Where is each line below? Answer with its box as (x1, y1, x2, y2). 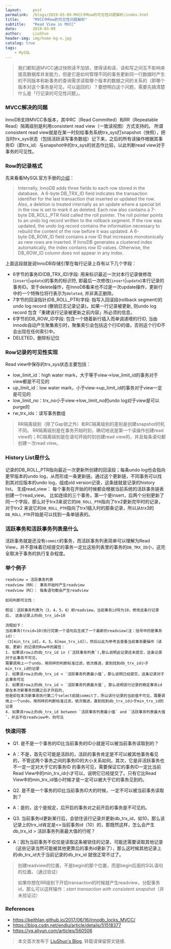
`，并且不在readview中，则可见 (5, 715, 64, 720)
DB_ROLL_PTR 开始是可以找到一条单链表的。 (5, 511, 93, 517)
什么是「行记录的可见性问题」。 (17, 90, 83, 96)
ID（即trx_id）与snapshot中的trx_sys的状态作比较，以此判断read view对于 (9, 142, 165, 148)
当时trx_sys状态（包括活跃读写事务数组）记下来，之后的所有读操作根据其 (5, 135, 159, 141)
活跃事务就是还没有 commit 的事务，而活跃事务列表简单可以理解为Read (5, 537, 150, 543)
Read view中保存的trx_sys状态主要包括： (5, 361, 91, 367)
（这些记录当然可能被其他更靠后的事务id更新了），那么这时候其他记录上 (12, 845, 162, 851)
